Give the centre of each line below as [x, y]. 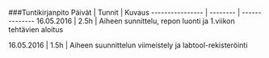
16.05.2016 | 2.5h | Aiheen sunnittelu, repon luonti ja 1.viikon [136, 21]
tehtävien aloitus [36, 29]
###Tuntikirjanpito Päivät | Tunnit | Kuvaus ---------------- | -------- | [124, 12]
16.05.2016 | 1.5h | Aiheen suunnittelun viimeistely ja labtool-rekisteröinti [128, 45]
